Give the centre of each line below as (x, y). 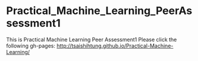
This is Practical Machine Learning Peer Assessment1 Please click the (92, 39)
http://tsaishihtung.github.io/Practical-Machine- (115, 46)
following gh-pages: (31, 46)
